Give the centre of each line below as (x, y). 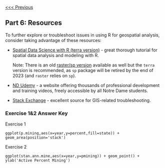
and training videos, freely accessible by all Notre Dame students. (80, 90)
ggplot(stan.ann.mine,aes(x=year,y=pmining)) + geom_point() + (72, 156)
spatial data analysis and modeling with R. (55, 55)
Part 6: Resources (34, 23)
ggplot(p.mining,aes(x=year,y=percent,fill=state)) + (62, 133)
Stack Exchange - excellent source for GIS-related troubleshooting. (81, 100)
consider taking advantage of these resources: (53, 40)
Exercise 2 (16, 147)
